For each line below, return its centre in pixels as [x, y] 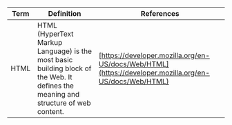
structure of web [64, 103]
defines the [56, 86]
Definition [65, 13]
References [160, 13]
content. [50, 112]
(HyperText [55, 34]
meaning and [58, 94]
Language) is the [64, 51]
